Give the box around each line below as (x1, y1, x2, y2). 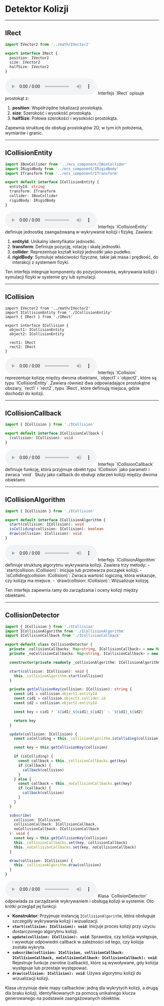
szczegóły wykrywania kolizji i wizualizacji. (12, 918, 99, 924)
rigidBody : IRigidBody (9, 198, 56, 203)
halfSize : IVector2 (9, 65, 49, 70)
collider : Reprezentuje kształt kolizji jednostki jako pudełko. (12, 249, 132, 254)
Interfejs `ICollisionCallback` (97, 461, 154, 467)
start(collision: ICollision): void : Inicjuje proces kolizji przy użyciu (12, 923, 156, 930)
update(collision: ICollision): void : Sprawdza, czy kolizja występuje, (12, 934, 158, 940)
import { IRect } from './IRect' (5, 314, 73, 319)
